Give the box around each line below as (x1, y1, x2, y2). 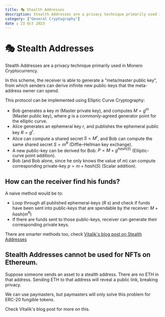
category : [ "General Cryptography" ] (5, 16, 80, 21)
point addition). (25, 153, 56, 159)
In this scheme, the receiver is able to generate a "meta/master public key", (5, 77, 158, 84)
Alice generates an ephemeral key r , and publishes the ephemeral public (12, 123, 159, 129)
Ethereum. (5, 259, 38, 267)
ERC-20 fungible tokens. (5, 296, 55, 302)
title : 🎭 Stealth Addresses (5, 7, 65, 12)
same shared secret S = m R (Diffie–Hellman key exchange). (12, 141, 133, 147)
